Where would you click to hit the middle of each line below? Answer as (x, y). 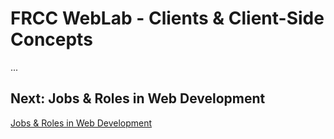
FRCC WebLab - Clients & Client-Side (167, 18)
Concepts (51, 39)
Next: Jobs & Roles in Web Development (138, 98)
